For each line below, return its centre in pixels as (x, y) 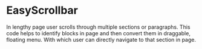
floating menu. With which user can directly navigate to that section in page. (101, 39)
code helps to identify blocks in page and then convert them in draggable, (98, 33)
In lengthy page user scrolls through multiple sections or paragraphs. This (98, 27)
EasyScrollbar (42, 10)
